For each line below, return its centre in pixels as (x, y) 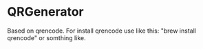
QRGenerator (45, 12)
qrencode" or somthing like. (46, 37)
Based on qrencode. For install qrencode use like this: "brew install (101, 31)
